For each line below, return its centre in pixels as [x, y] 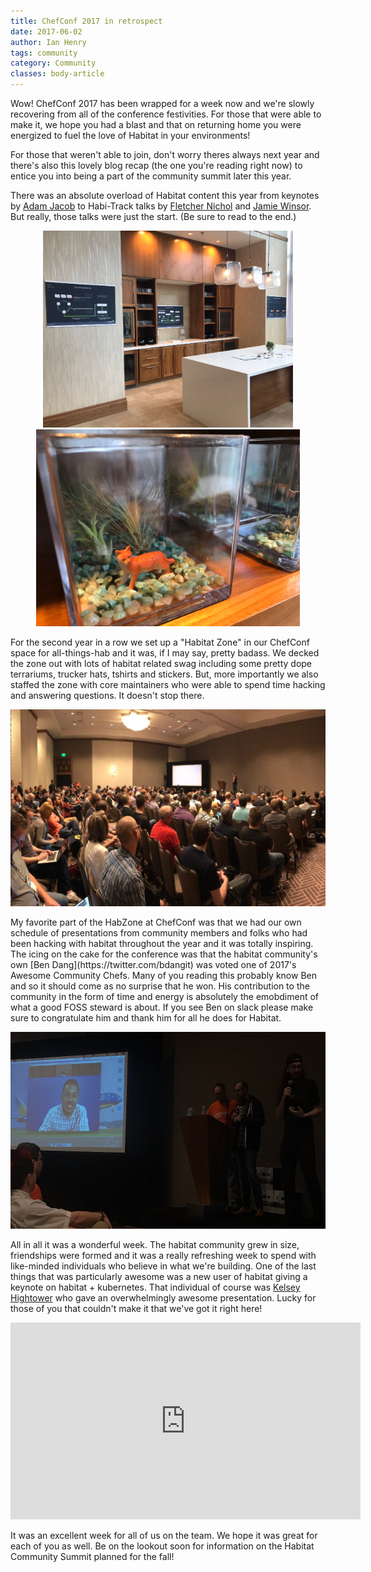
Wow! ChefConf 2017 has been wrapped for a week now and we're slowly [162, 103]
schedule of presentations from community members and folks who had [159, 933]
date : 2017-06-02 [46, 31]
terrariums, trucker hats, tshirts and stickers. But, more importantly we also [164, 674]
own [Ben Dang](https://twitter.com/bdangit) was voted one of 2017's [153, 964]
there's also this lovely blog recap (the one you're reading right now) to [156, 165]
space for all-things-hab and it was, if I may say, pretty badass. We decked [165, 653]
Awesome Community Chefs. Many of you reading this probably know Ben [163, 975]
